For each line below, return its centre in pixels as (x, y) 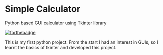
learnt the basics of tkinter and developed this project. (61, 47)
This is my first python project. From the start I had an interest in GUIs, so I (82, 42)
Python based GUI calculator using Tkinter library (56, 23)
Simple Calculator (43, 9)
